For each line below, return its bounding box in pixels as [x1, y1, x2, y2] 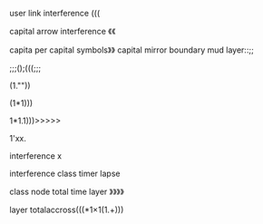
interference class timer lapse [9, 168, 121, 179]
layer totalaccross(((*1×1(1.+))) [9, 204, 124, 215]
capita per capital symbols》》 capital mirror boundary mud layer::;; [9, 44, 254, 55]
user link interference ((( [9, 8, 101, 18]
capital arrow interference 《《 [9, 26, 116, 36]
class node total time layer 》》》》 [9, 186, 124, 197]
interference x [9, 151, 62, 161]
